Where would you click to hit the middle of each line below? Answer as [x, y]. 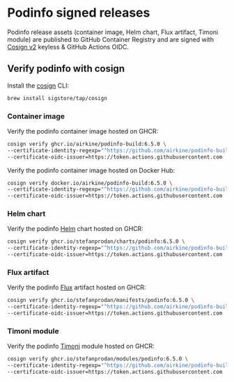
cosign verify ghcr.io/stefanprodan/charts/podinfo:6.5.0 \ [96, 241]
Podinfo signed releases [79, 13]
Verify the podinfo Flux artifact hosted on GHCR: [77, 287]
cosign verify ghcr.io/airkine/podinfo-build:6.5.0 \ [87, 144]
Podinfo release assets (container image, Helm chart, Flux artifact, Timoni [113, 32]
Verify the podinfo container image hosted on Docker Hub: [91, 170]
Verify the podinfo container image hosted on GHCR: [83, 131]
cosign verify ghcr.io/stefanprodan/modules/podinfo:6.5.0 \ [98, 359]
